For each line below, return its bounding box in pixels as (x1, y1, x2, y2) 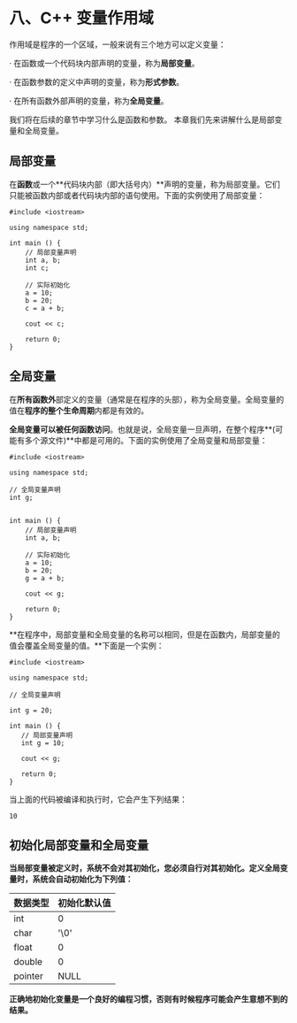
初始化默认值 (57, 897, 112, 910)
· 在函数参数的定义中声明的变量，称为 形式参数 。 (9, 76, 184, 87)
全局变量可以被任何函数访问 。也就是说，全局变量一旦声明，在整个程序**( (9, 424, 276, 435)
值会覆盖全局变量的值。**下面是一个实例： (9, 640, 165, 650)
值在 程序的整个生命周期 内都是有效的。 (9, 404, 148, 416)
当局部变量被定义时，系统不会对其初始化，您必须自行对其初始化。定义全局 (9, 863, 280, 873)
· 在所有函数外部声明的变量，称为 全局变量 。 (9, 95, 169, 106)
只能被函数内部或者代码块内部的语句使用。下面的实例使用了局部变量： (9, 189, 265, 200)
